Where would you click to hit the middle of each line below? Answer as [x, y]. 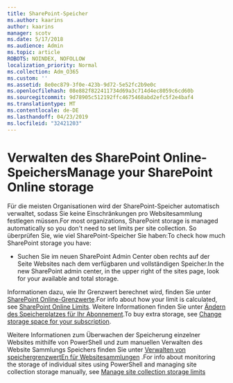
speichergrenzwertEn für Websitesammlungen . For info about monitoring [111, 357]
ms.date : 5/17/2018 [35, 40]
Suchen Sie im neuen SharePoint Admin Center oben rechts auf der [113, 257]
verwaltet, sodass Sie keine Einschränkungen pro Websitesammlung [105, 214]
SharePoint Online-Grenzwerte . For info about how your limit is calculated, [112, 300]
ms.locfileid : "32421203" [44, 123]
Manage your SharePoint [140, 172]
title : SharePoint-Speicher [48, 14]
